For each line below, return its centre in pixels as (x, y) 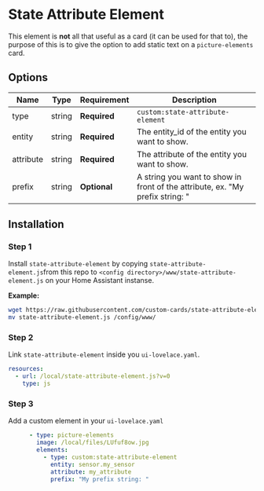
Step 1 (20, 247)
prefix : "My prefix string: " (99, 479)
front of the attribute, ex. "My (191, 186)
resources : (26, 369)
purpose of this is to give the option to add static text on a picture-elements (131, 44)
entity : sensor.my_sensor (92, 464)
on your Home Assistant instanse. (100, 280)
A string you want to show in (189, 177)
